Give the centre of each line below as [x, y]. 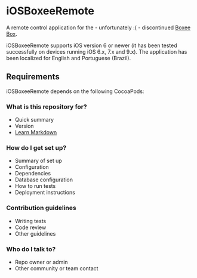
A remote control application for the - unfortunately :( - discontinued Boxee [98, 27]
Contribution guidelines [41, 208]
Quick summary [34, 120]
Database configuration [44, 180]
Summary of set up [39, 161]
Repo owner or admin [41, 262]
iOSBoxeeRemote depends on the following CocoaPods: [75, 91]
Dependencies [33, 174]
